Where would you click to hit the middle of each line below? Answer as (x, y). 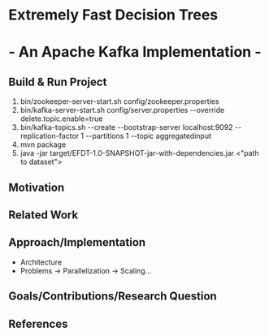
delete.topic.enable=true (61, 118)
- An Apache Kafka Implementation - (135, 52)
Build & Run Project (58, 82)
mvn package (43, 144)
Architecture (41, 262)
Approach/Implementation (77, 242)
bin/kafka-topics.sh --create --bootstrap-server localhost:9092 (126, 127)
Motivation (37, 187)
